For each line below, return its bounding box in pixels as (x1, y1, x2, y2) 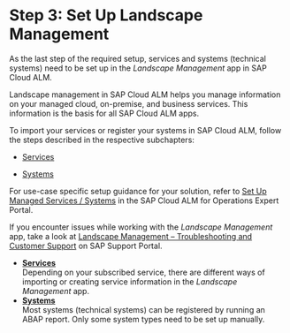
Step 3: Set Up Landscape (9, 5, 203, 26)
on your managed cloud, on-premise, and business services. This (9, 98, 248, 109)
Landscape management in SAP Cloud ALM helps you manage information (9, 89, 281, 100)
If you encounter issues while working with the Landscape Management (9, 222, 273, 232)
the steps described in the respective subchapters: (9, 134, 195, 145)
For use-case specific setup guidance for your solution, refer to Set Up (9, 185, 267, 196)
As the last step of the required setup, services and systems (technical (9, 53, 267, 64)
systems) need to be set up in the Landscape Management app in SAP (9, 63, 267, 73)
